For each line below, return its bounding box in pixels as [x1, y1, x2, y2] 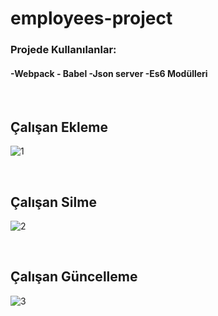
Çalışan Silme [10, 193, 97, 211]
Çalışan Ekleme [10, 118, 108, 136]
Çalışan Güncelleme [10, 268, 138, 286]
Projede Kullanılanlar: [10, 43, 117, 57]
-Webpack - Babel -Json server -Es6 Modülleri [10, 67, 208, 79]
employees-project [10, 7, 173, 30]
